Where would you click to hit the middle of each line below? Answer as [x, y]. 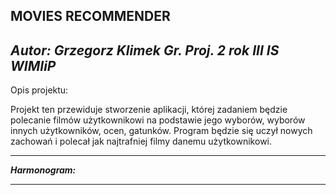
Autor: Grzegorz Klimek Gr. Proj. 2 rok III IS [145, 50]
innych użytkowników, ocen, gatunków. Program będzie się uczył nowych [161, 131]
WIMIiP [33, 65]
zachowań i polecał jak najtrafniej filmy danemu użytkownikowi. [141, 141]
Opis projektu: [39, 90]
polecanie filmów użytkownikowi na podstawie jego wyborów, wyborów [158, 120]
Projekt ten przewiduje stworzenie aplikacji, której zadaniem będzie [149, 110]
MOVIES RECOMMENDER [90, 16]
